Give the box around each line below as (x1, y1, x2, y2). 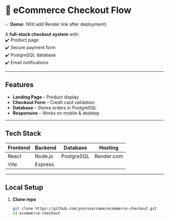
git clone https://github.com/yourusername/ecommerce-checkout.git (12, 206, 157, 211)
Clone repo (12, 196, 37, 202)
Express (35, 161, 54, 168)
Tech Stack (5, 129, 41, 138)
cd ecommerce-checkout (12, 211, 60, 216)
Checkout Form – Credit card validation (12, 99, 95, 105)
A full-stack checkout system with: (5, 31, 79, 37)
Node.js (35, 153, 53, 160)
